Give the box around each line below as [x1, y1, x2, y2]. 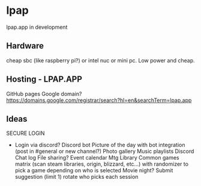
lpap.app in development [6, 23, 68, 31]
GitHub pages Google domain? [6, 90, 82, 97]
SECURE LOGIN [6, 130, 45, 137]
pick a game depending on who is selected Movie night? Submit [14, 167, 173, 174]
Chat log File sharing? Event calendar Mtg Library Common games [14, 154, 179, 161]
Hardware [6, 41, 44, 51]
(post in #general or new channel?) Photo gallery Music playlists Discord [14, 148, 194, 155]
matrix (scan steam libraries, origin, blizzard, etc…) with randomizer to [14, 160, 189, 168]
